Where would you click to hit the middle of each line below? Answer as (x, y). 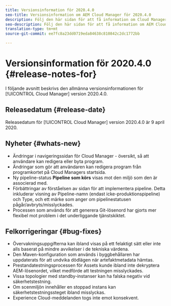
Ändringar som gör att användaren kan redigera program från (77, 167)
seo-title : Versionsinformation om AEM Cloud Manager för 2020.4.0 (78, 15)
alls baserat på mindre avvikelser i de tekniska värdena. (71, 249)
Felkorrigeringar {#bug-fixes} (53, 231)
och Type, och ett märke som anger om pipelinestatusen (72, 199)
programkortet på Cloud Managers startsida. (59, 172)
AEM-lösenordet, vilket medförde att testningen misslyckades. (78, 271)
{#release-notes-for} (51, 74)
